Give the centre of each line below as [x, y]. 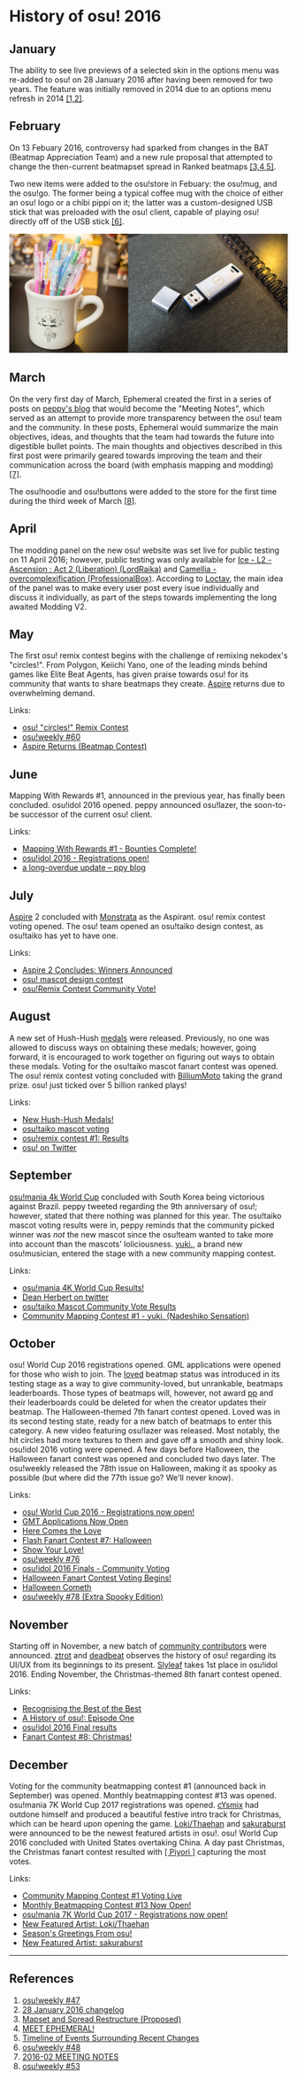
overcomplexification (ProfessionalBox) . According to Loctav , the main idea [146, 578]
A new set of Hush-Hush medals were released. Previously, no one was [139, 1037]
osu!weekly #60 [51, 737]
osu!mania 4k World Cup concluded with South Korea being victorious [137, 1197]
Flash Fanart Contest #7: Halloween [87, 1541]
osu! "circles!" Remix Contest [75, 727]
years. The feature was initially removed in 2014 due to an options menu [141, 89]
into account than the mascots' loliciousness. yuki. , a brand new [126, 1244]
